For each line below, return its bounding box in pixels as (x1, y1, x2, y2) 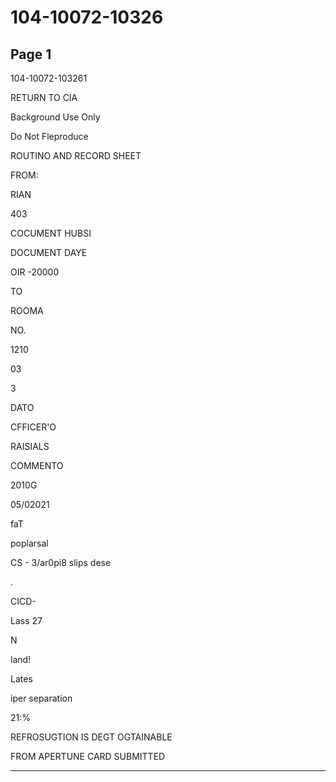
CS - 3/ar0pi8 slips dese (10, 557, 112, 568)
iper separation (10, 692, 73, 704)
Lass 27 (10, 615, 43, 626)
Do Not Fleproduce (10, 131, 89, 142)
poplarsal (10, 537, 49, 549)
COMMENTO (10, 460, 64, 471)
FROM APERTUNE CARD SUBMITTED (10, 751, 166, 762)
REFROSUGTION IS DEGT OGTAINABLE (10, 731, 173, 743)
